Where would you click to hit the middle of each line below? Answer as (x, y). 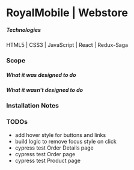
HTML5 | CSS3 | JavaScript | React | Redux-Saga (67, 45)
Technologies (23, 29)
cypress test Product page (48, 160)
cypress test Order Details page (54, 148)
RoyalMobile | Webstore (67, 13)
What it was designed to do (41, 74)
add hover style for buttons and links (60, 135)
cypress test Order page (45, 154)
